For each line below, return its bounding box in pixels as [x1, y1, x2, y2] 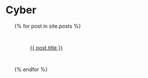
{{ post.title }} [30, 44, 63, 51]
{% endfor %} [14, 66, 48, 73]
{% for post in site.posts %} [14, 23, 81, 29]
